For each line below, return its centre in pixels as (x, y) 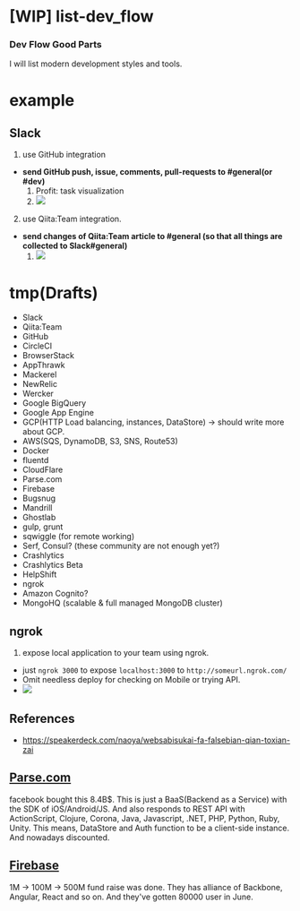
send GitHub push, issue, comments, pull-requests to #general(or (147, 172)
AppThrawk (43, 365)
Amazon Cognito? (55, 594)
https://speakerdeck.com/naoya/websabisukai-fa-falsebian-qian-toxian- (156, 740)
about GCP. (43, 432)
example (42, 100)
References (42, 718)
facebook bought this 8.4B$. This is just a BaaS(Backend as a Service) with (148, 799)
